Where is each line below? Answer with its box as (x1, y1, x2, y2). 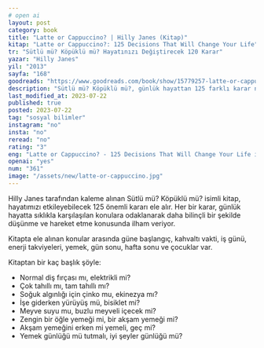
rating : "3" (8, 143, 47, 151)
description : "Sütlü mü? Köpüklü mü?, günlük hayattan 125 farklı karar (8, 84, 251, 93)
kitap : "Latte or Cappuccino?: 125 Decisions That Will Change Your (8, 41, 237, 49)
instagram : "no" (8, 121, 61, 129)
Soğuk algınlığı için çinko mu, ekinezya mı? (19, 289, 159, 299)
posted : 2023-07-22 (8, 107, 72, 115)
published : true (8, 99, 61, 107)
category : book (8, 26, 58, 34)
